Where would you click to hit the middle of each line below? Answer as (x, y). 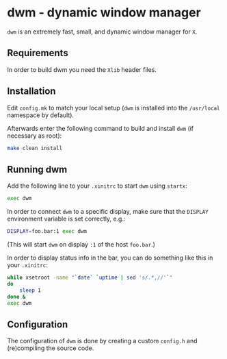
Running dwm (37, 169)
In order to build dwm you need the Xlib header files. (82, 69)
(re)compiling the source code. (51, 348)
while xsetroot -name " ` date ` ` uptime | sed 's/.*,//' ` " (90, 277)
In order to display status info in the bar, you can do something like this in (110, 258)
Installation (31, 91)
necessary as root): (35, 136)
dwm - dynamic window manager (104, 13)
